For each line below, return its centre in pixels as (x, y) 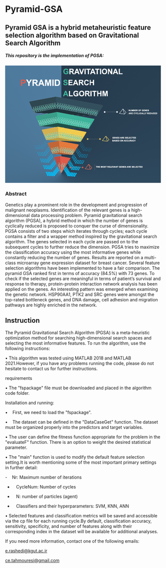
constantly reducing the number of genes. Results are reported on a (74, 257)
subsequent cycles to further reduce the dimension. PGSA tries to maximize (82, 247)
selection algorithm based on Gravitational (72, 35)
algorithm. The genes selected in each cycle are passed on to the (72, 241)
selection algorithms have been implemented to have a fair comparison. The (83, 268)
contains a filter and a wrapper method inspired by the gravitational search (81, 236)
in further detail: (21, 467)
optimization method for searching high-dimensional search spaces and (78, 338)
